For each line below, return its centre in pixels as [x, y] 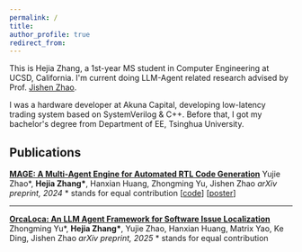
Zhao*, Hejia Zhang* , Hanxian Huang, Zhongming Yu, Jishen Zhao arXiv [143, 184]
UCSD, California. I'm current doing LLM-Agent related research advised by [149, 78]
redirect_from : [38, 43]
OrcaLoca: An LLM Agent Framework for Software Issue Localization [140, 219]
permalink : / [34, 18]
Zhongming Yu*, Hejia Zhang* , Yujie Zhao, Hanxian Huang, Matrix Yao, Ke [147, 229]
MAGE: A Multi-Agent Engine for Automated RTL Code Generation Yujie [145, 174]
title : [22, 26]
